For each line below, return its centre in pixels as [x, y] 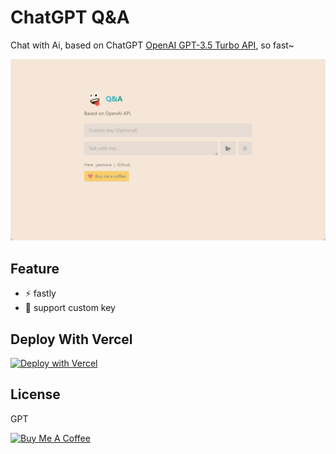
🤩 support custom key [70, 308]
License [35, 394]
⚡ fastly [40, 293]
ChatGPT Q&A [70, 17]
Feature [35, 268]
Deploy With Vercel [71, 339]
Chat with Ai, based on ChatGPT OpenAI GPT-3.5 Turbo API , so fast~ [152, 45]
